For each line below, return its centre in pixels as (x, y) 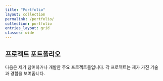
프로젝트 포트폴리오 (33, 54)
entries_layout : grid (27, 28)
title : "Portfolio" (25, 10)
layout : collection (25, 14)
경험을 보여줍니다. (27, 73)
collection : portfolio (28, 24)
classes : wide (20, 33)
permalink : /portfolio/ (30, 19)
